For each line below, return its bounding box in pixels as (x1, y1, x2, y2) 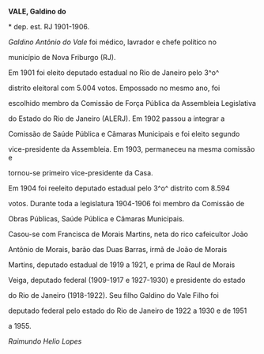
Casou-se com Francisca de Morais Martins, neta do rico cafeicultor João (8, 229, 249, 239)
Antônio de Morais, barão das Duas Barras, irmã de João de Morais (8, 245, 228, 254)
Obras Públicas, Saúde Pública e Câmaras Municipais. (8, 214, 185, 224)
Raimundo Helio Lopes (8, 337, 82, 346)
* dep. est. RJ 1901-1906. (8, 22, 90, 31)
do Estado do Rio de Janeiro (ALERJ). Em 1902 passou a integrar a (8, 114, 225, 123)
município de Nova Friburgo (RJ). (8, 53, 116, 62)
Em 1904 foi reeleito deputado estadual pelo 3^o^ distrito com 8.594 (8, 183, 231, 193)
